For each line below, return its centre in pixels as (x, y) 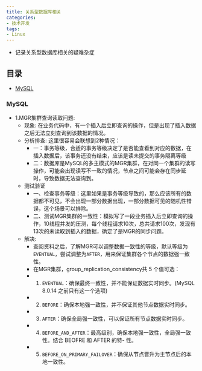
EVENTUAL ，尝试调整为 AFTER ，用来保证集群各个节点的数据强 (106, 254)
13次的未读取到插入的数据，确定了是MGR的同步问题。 (100, 231)
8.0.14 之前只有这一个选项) (75, 291)
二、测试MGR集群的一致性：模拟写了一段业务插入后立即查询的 (110, 216)
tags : (13, 29)
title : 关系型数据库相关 (34, 12)
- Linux (16, 34)
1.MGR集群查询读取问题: (45, 118)
